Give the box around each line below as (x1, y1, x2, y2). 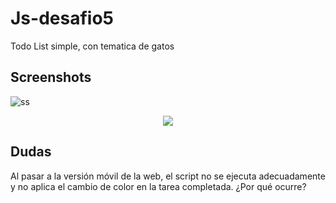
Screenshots (10, 69, 92, 86)
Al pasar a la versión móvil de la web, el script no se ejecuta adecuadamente (10, 170, 326, 182)
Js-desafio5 (10, 7, 114, 30)
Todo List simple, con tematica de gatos (10, 40, 175, 52)
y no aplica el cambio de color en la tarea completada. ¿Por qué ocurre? (10, 180, 307, 192)
